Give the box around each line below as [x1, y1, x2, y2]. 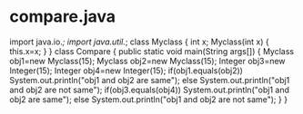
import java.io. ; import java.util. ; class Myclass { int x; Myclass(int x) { [9, 36, 270, 47]
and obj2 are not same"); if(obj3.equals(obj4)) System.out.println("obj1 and [9, 84, 289, 95]
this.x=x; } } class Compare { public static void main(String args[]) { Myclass [9, 45, 294, 56]
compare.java [9, 6, 116, 27]
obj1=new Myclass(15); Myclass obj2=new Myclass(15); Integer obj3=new [9, 55, 286, 66]
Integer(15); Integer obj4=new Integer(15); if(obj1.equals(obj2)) [9, 65, 244, 76]
